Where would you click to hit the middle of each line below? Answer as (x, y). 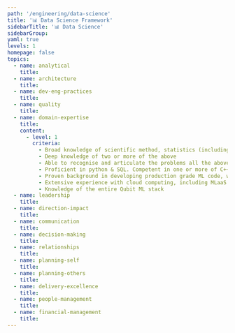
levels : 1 (22, 46)
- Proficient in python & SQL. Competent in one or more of (128, 169)
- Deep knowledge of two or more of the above (107, 157)
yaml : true (23, 40)
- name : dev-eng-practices (53, 91)
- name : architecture (45, 79)
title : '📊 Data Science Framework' (60, 20)
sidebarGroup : (28, 33)
